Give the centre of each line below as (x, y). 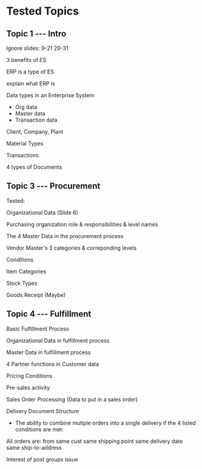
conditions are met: (39, 429)
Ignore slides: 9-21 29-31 (37, 48)
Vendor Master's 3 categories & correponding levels (72, 248)
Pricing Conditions (29, 375)
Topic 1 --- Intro (36, 34)
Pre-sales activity (28, 388)
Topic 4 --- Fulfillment (49, 314)
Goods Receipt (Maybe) (36, 295)
